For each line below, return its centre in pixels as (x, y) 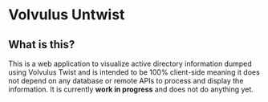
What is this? (42, 45)
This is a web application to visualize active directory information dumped (130, 63)
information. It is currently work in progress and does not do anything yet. (131, 89)
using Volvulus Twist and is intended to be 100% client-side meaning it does (134, 72)
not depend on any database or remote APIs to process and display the (126, 81)
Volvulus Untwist (67, 15)
